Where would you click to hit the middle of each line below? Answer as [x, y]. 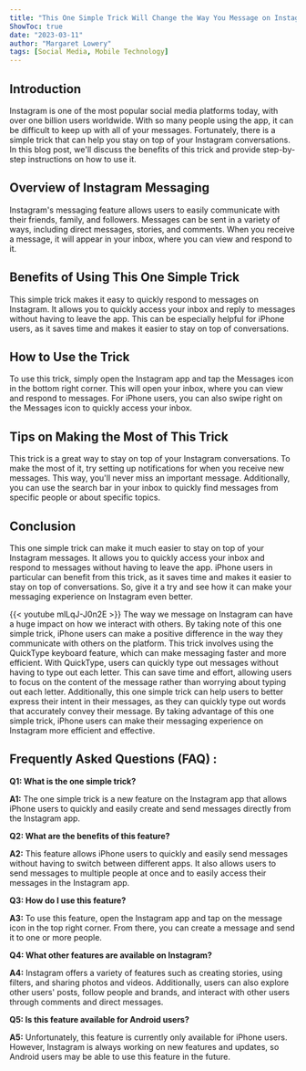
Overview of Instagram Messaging [109, 188]
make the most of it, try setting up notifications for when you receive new [147, 468]
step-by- [279, 149]
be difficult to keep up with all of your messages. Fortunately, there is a [143, 130]
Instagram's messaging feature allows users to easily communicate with [145, 210]
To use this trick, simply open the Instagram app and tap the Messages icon [152, 379]
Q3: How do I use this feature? [68, 900]
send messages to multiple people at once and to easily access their [138, 873]
